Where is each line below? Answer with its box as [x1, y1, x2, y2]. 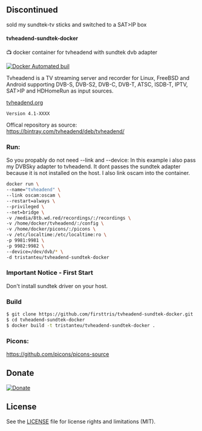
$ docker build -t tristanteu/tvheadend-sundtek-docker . [6, 322, 155, 329]
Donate [6, 368, 34, 378]
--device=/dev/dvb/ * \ [6, 248, 64, 255]
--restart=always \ [6, 198, 56, 204]
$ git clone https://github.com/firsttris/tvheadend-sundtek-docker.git [6, 311, 194, 317]
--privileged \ [6, 203, 45, 209]
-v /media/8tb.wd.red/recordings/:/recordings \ [6, 215, 131, 221]
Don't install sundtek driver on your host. [6, 282, 108, 289]
